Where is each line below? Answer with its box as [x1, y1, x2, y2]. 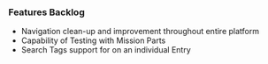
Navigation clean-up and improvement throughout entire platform [20, 26, 260, 37]
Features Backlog [8, 6, 85, 18]
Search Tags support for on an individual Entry [20, 45, 191, 55]
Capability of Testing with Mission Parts [20, 35, 166, 46]
